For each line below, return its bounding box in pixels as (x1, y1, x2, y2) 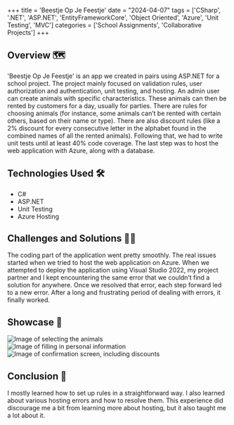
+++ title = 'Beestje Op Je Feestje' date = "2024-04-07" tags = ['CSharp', (7, 6, 221, 14)
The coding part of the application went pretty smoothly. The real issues (7, 251, 216, 259)
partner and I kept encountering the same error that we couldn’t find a (7, 273, 210, 282)
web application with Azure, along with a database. (7, 146, 155, 155)
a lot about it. (7, 411, 46, 420)
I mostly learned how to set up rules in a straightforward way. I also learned (7, 389, 225, 398)
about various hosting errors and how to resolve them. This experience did (7, 396, 223, 405)
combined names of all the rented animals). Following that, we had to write (7, 131, 223, 140)
